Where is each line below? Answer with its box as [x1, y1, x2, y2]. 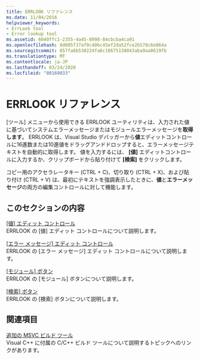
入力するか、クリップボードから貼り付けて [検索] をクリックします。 [16, 156, 185, 163]
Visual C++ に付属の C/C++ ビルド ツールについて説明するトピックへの [6, 339, 181, 346]
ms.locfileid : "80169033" [6, 70, 70, 76]
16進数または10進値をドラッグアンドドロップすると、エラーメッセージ [16, 141, 189, 148]
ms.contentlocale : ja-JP [6, 59, 68, 65]
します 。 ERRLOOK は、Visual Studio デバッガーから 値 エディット [6, 133, 166, 141]
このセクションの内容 [6, 203, 85, 213]
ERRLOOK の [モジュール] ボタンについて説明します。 [6, 275, 137, 282]
